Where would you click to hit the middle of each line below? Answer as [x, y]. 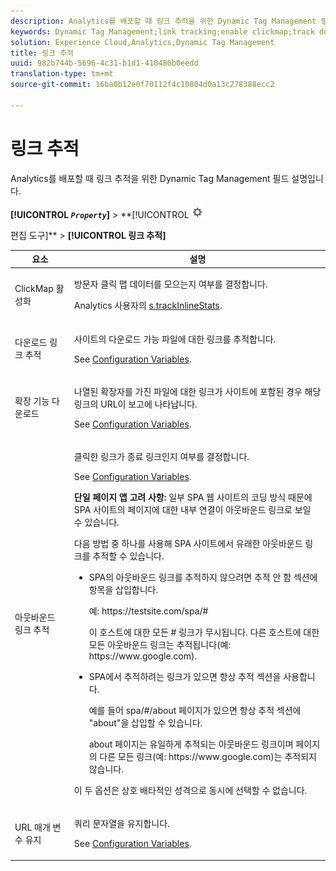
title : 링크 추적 [42, 53]
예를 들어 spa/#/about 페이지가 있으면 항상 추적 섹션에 [195, 711]
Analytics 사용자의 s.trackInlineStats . [148, 306]
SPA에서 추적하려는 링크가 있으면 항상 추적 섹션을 [185, 677]
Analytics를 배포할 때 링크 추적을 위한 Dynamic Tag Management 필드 [150, 178]
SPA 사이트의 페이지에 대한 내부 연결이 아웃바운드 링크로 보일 [192, 510]
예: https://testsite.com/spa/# [148, 611]
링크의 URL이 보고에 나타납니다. [135, 404]
